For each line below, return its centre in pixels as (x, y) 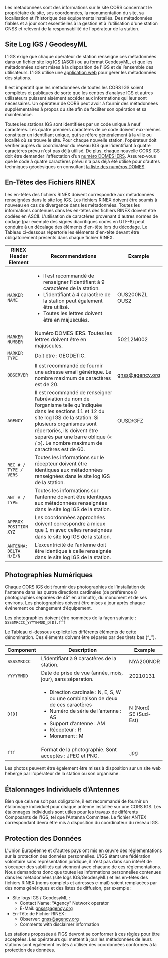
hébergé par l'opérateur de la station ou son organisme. (62, 774)
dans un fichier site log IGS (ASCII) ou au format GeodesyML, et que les (79, 62)
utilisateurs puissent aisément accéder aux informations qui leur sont (76, 98)
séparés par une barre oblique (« (73, 437)
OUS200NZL (133, 294)
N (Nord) (140, 708)
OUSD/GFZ (130, 420)
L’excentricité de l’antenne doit (70, 545)
